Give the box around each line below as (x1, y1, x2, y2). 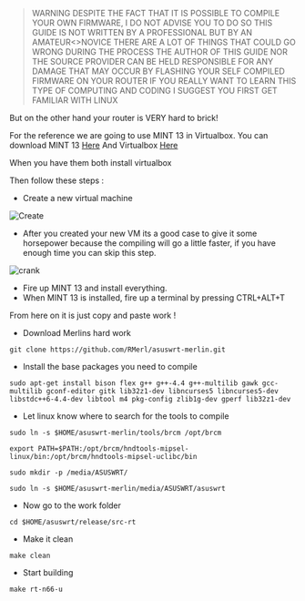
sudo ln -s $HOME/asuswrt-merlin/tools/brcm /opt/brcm (9, 428, 222, 437)
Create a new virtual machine (22, 193, 134, 203)
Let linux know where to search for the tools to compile (22, 411, 229, 422)
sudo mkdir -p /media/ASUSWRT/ (9, 468, 128, 477)
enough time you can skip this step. (22, 248, 157, 258)
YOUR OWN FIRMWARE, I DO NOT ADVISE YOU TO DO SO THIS (31, 17, 273, 28)
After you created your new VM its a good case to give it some (22, 228, 258, 239)
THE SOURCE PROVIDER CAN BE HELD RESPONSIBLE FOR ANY (31, 56, 274, 66)
